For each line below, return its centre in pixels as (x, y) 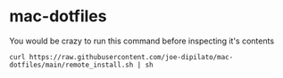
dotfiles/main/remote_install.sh (71, 65)
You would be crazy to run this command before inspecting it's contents (142, 41)
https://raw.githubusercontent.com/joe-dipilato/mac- (131, 57)
